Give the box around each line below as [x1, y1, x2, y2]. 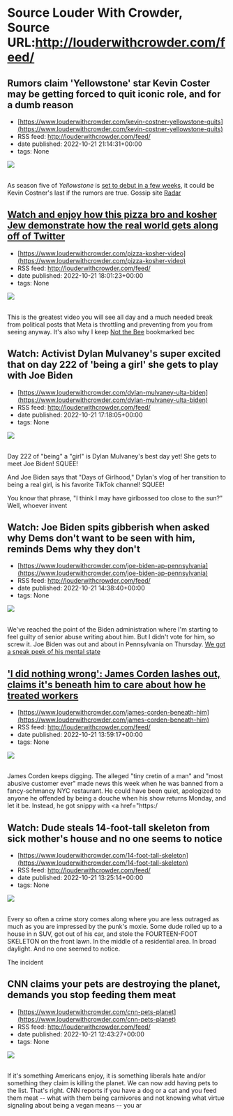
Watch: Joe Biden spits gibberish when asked [7, 521, 210, 533]
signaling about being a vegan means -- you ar [7, 1101, 142, 1109]
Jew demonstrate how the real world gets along [7, 220, 218, 232]
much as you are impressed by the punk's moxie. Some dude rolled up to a [7, 923, 223, 931]
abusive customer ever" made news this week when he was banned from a [7, 780, 223, 788]
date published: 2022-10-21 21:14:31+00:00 [17, 140, 142, 148]
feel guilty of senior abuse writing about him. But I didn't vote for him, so [7, 633, 215, 641]
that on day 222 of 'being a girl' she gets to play [7, 359, 218, 371]
